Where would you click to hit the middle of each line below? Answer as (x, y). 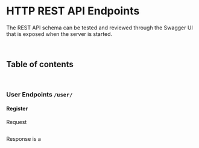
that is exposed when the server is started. (59, 34)
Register (17, 108)
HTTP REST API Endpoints (73, 11)
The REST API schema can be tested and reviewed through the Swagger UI (99, 28)
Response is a (24, 138)
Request (17, 122)
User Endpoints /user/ (39, 94)
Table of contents (40, 64)
